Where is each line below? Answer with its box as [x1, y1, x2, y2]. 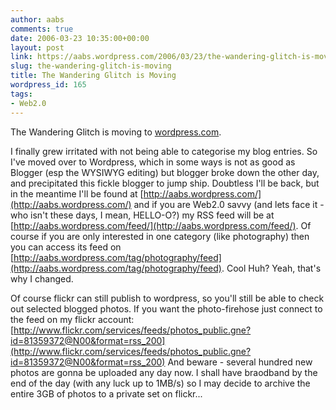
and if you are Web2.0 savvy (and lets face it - [133, 198, 325, 210]
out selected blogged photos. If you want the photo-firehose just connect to [10, 302, 323, 315]
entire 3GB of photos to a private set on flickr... [10, 387, 203, 400]
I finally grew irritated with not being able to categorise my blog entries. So [10, 145, 318, 157]
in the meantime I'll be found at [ [10, 187, 144, 200]
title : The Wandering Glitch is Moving [10, 71, 177, 81]
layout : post [10, 42, 65, 53]
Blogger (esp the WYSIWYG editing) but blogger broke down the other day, [10, 166, 320, 178]
